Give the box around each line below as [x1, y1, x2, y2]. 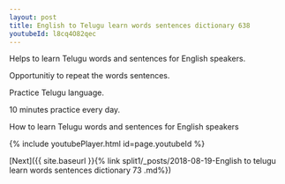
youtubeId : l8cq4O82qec [9, 29, 97, 38]
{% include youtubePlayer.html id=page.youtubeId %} [9, 138, 206, 150]
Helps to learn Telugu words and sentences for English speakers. [9, 54, 246, 64]
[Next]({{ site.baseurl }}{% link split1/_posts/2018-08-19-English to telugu [9, 156, 276, 166]
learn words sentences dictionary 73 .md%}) [9, 165, 172, 176]
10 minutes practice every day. [9, 105, 121, 115]
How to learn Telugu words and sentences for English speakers [9, 121, 240, 132]
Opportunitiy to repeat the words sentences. [9, 70, 170, 81]
